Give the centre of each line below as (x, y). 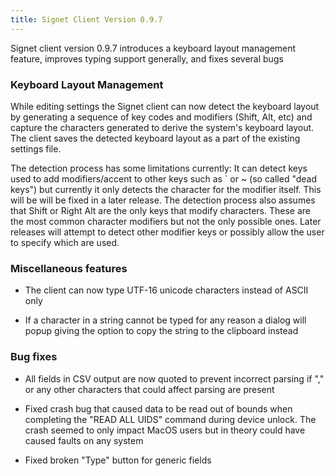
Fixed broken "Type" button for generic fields (118, 460)
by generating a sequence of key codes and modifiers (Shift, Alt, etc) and (161, 117)
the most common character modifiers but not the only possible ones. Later (166, 221)
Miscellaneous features (69, 268)
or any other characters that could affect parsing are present (149, 389)
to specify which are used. (65, 242)
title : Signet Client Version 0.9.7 (86, 19)
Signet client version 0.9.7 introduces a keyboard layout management (153, 48)
